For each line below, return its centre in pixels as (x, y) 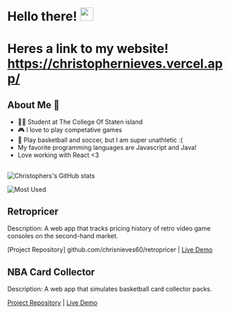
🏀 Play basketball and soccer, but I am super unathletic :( (100, 140)
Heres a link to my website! (88, 49)
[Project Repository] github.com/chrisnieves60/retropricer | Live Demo (110, 250)
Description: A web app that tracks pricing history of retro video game (109, 228)
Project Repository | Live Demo (52, 303)
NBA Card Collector (51, 272)
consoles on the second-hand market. (63, 236)
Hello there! (42, 17)
